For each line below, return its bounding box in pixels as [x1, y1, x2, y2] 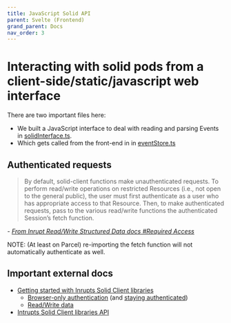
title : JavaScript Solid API [7, 10, 91, 17]
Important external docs [7, 268, 114, 280]
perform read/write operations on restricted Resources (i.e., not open [23, 185, 221, 193]
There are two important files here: [7, 111, 106, 119]
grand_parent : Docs [7, 23, 63, 30]
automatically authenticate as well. [7, 248, 106, 256]
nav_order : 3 [7, 29, 45, 37]
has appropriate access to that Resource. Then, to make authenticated [23, 199, 225, 207]
